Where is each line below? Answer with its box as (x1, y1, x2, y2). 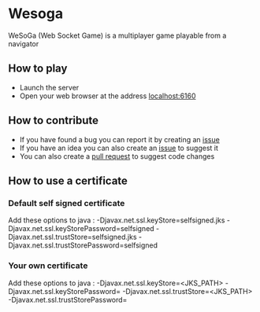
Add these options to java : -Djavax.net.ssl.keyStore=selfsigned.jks (8, 215, 225, 225)
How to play (8, 62, 68, 75)
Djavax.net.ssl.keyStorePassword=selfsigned (8, 224, 155, 233)
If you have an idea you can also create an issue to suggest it (19, 143, 219, 152)
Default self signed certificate (8, 197, 125, 208)
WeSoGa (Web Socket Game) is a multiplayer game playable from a (8, 31, 227, 40)
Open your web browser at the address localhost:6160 (19, 91, 196, 101)
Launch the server (19, 83, 80, 92)
